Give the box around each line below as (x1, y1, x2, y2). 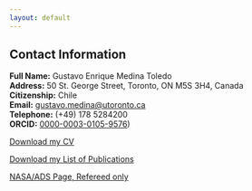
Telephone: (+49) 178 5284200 (9, 110, 129, 120)
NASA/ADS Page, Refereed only (9, 171, 129, 182)
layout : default (9, 13, 71, 23)
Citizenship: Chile (9, 90, 78, 100)
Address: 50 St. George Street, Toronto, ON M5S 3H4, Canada (9, 81, 244, 91)
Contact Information (9, 47, 127, 62)
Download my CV (9, 137, 75, 148)
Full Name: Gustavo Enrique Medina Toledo (9, 71, 172, 81)
